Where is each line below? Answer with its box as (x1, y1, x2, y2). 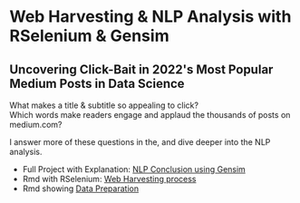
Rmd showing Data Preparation (22, 183, 139, 194)
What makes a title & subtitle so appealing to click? (9, 100, 199, 111)
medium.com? (9, 120, 63, 130)
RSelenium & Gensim (9, 25, 169, 46)
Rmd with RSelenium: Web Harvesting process (22, 174, 197, 184)
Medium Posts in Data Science (9, 75, 185, 92)
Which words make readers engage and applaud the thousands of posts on (9, 110, 291, 120)
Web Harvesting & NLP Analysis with (9, 6, 292, 27)
